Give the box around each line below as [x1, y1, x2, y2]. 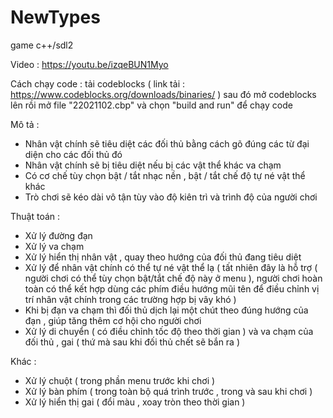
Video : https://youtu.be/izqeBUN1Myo [10, 58, 169, 70]
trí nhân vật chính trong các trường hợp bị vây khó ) [24, 293, 237, 305]
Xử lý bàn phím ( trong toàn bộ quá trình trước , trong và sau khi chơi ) [24, 385, 313, 397]
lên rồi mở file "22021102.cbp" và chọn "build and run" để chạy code [10, 99, 293, 111]
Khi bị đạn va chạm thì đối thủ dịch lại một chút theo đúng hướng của [24, 304, 309, 316]
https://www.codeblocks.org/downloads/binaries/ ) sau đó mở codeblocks [10, 88, 317, 100]
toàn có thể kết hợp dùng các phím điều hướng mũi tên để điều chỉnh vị [24, 282, 320, 295]
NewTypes [10, 6, 101, 29]
